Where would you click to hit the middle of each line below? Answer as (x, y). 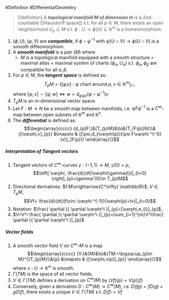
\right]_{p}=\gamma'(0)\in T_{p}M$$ (90, 178)
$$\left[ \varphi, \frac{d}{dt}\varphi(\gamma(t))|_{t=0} (90, 173)
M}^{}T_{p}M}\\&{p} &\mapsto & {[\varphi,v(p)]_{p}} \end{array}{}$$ (90, 259)
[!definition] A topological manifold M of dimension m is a (80, 17)
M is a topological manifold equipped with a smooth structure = (87, 58)
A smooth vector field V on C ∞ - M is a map (57, 245)
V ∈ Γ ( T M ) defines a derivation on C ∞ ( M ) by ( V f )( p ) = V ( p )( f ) (78, 279)
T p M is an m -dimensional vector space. (54, 101)
